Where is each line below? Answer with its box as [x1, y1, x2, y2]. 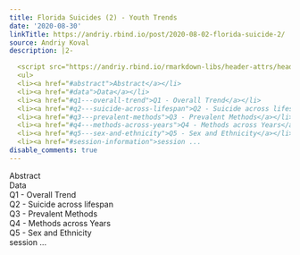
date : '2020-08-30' [9, 21, 82, 30]
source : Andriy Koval [9, 38, 90, 47]
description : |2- [9, 47, 74, 55]
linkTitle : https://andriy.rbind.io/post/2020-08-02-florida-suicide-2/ [9, 30, 286, 38]
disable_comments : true [9, 146, 98, 155]
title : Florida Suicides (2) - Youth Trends [9, 13, 178, 22]
